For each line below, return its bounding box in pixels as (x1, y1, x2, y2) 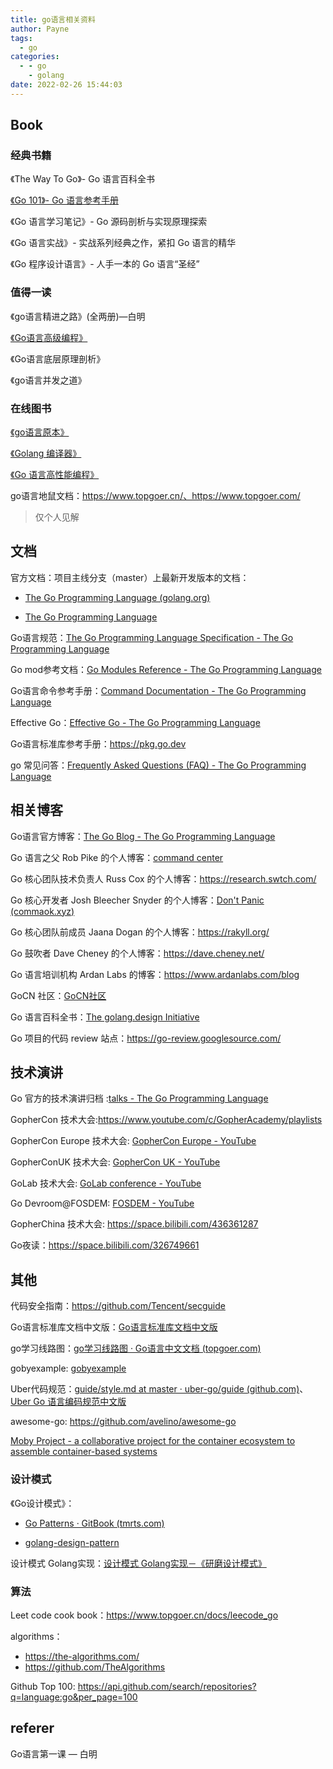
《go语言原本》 (10, 426, 70, 438)
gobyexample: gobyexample (10, 1362, 127, 1375)
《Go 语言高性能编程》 (10, 469, 100, 481)
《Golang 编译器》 (10, 447, 82, 460)
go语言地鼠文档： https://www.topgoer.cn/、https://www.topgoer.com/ (10, 490, 301, 502)
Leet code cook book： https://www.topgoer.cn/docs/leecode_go (10, 1609, 279, 1621)
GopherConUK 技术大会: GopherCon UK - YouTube (10, 1156, 221, 1168)
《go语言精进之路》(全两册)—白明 (10, 310, 146, 322)
